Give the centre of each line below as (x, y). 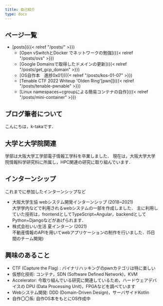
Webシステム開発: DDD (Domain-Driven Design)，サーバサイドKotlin (81, 292)
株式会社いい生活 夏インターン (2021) (49, 226)
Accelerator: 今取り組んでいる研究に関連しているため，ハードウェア (80, 280)
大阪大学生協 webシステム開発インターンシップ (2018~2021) (72, 202)
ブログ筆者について (34, 114)
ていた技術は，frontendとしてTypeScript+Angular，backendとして (79, 214)
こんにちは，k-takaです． (30, 127)
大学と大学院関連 (31, 143)
